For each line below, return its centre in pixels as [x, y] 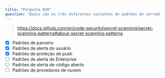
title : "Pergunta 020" [28, 10]
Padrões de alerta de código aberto [48, 64]
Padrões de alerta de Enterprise [44, 59]
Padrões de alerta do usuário [41, 48]
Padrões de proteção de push [42, 54]
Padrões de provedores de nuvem [46, 70]
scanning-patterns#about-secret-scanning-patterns [70, 33]
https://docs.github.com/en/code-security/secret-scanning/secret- [85, 28]
